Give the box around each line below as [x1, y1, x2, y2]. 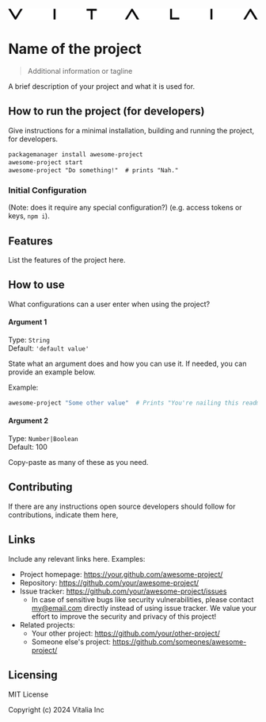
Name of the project [8, 40, 142, 58]
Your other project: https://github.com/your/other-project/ [31, 628, 220, 638]
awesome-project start [8, 158, 83, 167]
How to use [8, 278, 65, 292]
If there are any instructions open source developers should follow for [8, 501, 236, 511]
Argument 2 [8, 416, 49, 425]
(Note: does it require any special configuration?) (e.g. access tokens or [8, 203, 243, 213]
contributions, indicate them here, [8, 509, 119, 520]
